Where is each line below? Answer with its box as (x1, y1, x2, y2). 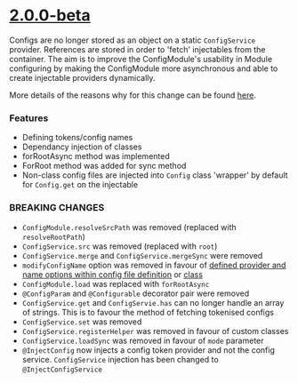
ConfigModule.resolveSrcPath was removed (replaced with (21, 221, 238, 232)
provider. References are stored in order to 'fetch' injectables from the (9, 44, 266, 54)
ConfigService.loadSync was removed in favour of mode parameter (21, 335, 264, 346)
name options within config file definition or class (21, 268, 203, 280)
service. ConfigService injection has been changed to (21, 354, 220, 364)
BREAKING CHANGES (9, 202, 105, 214)
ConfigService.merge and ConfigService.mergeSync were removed (21, 250, 263, 260)
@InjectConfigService (21, 365, 102, 374)
